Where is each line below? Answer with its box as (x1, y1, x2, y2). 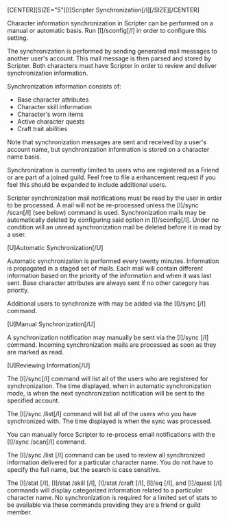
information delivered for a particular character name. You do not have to (7, 458, 214, 466)
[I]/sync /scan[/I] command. (7, 438, 86, 446)
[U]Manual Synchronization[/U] (7, 320, 96, 328)
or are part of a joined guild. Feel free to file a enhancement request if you (7, 173, 216, 181)
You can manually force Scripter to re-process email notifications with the (7, 431, 216, 438)
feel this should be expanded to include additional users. (7, 181, 167, 188)
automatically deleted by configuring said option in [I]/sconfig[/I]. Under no (7, 216, 219, 224)
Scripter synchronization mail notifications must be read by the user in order (7, 194, 223, 202)
